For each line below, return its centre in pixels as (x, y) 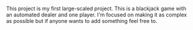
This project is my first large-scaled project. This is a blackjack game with (96, 9)
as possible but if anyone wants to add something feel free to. (82, 21)
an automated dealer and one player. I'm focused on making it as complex (96, 15)
